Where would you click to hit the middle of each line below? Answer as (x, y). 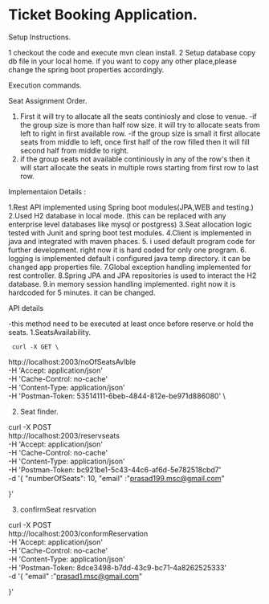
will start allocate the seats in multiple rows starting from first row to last (139, 167)
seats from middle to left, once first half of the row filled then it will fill (135, 141)
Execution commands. (45, 85)
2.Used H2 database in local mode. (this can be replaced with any (117, 215)
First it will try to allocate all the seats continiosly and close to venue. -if (138, 116)
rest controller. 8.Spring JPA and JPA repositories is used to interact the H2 (132, 275)
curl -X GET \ (35, 347)
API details (26, 308)
